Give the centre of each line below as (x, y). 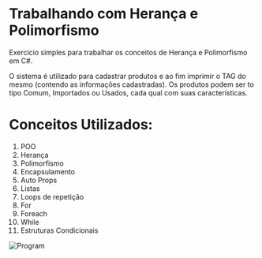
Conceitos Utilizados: (81, 125)
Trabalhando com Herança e (104, 14)
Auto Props (39, 180)
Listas (30, 188)
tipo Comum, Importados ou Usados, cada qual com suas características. (128, 92)
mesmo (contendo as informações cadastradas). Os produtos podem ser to (132, 84)
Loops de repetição (52, 196)
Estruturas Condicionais (59, 230)
